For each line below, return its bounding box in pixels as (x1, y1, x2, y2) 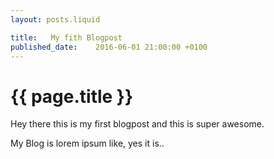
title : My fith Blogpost (10, 32, 123, 43)
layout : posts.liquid (10, 14, 101, 25)
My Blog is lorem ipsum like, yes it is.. (10, 137, 165, 150)
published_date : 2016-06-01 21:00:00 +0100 (10, 42, 208, 52)
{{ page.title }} (10, 85, 134, 108)
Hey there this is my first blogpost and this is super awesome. (10, 118, 265, 130)
